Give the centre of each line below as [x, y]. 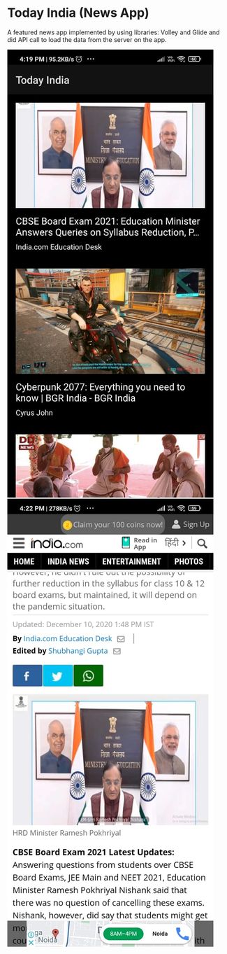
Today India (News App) [78, 13]
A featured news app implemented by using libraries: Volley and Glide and [113, 32]
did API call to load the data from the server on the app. [87, 39]
